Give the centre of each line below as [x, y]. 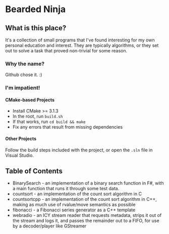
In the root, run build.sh [38, 116]
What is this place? [36, 28]
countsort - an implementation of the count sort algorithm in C [77, 194]
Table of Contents [34, 171]
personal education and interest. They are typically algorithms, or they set [82, 45]
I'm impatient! [23, 88]
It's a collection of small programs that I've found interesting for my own [80, 40]
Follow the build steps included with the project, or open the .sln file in [79, 150]
